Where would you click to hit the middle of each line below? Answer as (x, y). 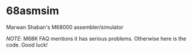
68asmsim (32, 11)
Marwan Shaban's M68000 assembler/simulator (65, 27)
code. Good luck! (27, 45)
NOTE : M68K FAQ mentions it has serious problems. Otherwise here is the (96, 38)
